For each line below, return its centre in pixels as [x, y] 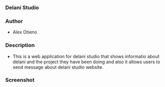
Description [20, 46]
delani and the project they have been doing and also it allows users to [86, 62]
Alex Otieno [25, 32]
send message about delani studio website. [58, 67]
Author [14, 21]
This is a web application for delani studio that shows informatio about [86, 56]
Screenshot [20, 80]
